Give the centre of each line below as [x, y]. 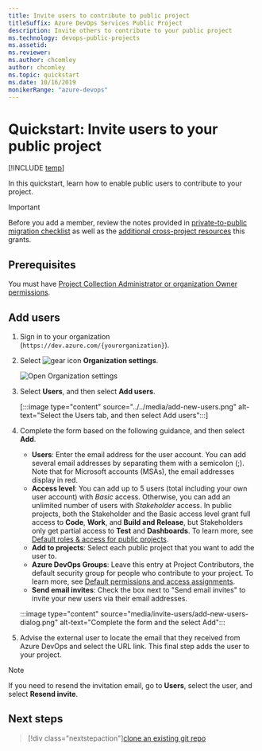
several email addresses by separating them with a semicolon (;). [138, 463]
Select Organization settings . [89, 360]
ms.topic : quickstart [44, 75]
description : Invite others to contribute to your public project [120, 30]
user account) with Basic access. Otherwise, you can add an [131, 497]
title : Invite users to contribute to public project [99, 16]
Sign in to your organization [65, 336]
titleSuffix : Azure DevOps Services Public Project [95, 23]
